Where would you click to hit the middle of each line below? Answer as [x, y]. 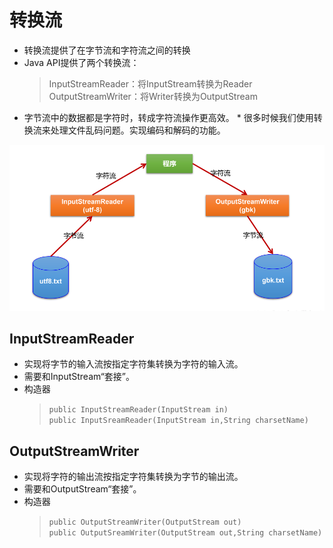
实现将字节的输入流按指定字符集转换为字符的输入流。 [133, 364]
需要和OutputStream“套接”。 [82, 489]
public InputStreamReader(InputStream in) [138, 410]
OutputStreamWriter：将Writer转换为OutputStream [153, 96]
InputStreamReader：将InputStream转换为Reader [150, 83]
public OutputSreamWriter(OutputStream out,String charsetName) [185, 533]
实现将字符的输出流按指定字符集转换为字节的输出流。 [133, 477]
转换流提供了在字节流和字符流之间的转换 [107, 50]
